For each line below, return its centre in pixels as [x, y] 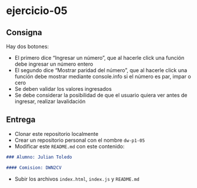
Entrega [21, 120]
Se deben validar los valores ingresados [63, 89]
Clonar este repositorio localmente [56, 134]
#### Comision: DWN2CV [34, 168]
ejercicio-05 [37, 11]
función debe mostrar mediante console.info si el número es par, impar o [103, 76]
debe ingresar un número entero [54, 64]
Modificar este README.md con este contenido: [69, 146]
